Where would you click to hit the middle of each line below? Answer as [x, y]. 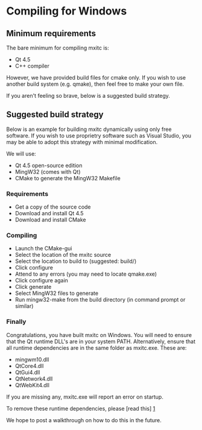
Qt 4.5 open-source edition [49, 165]
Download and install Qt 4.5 [49, 213]
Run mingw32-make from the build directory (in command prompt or [100, 300]
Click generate [33, 287]
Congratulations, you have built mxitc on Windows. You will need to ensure [99, 335]
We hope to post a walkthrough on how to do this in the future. [84, 420]
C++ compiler [32, 66]
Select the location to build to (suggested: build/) [76, 261]
